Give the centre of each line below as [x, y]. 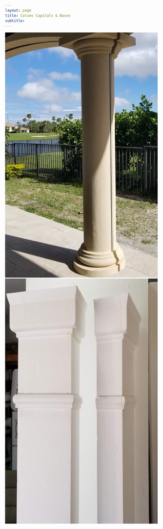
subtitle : [15, 21]
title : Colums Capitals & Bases [38, 15]
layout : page [18, 10]
